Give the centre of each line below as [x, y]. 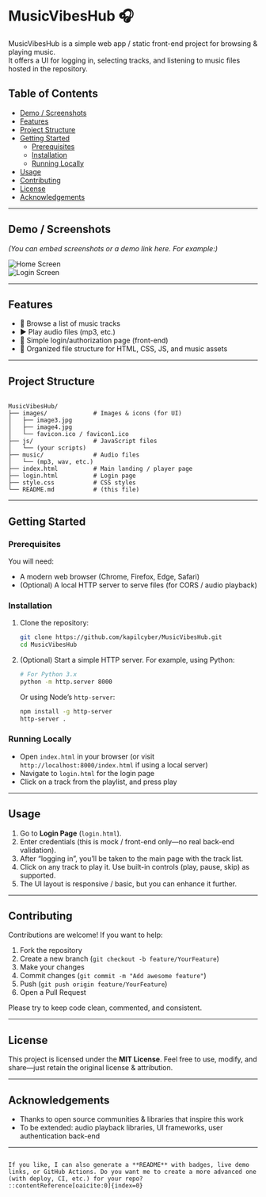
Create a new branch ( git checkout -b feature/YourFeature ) [120, 959]
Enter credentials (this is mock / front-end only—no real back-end [127, 841]
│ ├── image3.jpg [40, 421]
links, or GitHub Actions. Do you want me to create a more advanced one [133, 1172]
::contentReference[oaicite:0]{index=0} [76, 1186]
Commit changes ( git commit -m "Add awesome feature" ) [113, 976]
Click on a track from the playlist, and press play [98, 782]
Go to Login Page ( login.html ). [70, 833]
